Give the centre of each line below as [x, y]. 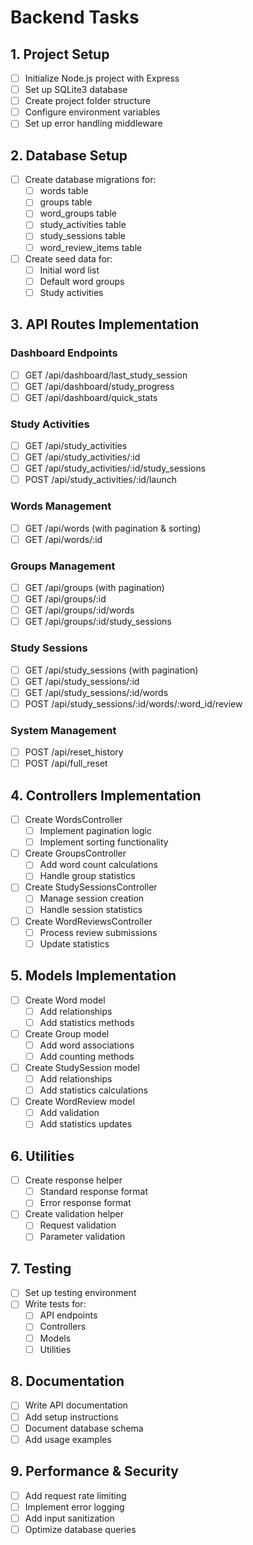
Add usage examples [68, 1439]
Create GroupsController [75, 853]
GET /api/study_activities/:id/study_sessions [115, 468]
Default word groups [82, 281]
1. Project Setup [60, 54]
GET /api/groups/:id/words [79, 610]
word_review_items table [91, 247]
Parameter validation [82, 1237]
